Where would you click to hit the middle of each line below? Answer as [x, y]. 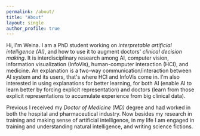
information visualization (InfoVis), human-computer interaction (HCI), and [97, 64]
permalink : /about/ [30, 12]
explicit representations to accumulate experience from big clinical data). [96, 96]
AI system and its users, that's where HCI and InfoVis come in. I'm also [93, 77]
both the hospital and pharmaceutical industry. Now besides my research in [99, 114]
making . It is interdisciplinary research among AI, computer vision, [87, 58]
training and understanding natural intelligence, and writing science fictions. [100, 126]
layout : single [25, 23]
